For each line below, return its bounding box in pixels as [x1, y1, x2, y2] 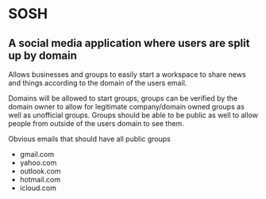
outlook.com [19, 166, 61, 175]
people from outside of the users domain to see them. [8, 119, 184, 128]
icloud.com [19, 183, 57, 193]
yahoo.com [19, 158, 57, 167]
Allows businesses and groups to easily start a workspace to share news [8, 70, 246, 79]
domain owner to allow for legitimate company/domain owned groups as [8, 102, 245, 111]
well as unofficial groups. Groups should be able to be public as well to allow [8, 110, 259, 120]
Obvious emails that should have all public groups [8, 134, 171, 144]
